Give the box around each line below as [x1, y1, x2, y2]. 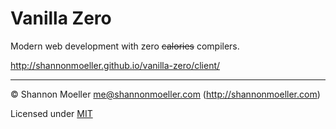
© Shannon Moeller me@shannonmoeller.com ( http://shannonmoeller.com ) [10, 88, 321, 100]
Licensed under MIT [10, 107, 93, 119]
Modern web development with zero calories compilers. [10, 40, 240, 52]
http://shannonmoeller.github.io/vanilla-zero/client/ [10, 59, 221, 71]
